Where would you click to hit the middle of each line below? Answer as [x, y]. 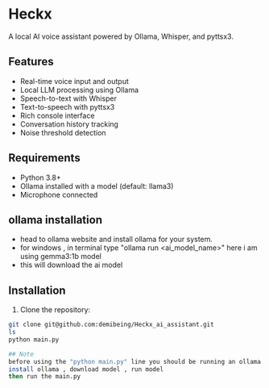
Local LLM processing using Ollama [79, 90]
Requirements [44, 158]
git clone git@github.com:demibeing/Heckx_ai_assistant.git [112, 325]
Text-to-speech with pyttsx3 [67, 106]
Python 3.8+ [41, 177]
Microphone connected [59, 194]
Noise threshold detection [63, 132]
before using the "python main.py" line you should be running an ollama [135, 361]
